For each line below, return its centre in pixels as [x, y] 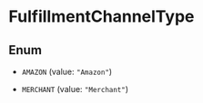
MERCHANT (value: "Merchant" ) [75, 89]
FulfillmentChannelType [101, 17]
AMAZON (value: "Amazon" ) [67, 71]
